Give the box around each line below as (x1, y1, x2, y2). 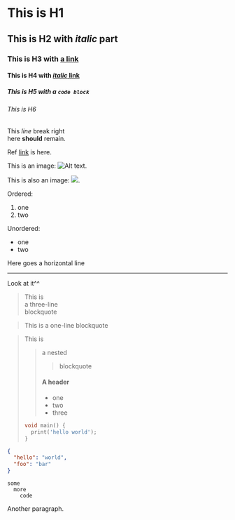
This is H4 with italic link (7, 72, 80, 80)
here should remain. (7, 134, 66, 142)
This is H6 (7, 105, 36, 114)
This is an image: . (7, 161, 87, 170)
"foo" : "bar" (13, 461, 52, 468)
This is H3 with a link (7, 54, 79, 64)
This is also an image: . (7, 175, 80, 184)
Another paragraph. (7, 505, 64, 513)
